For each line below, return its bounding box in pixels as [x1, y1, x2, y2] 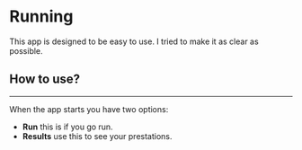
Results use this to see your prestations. [22, 130, 173, 141]
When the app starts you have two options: [9, 103, 169, 114]
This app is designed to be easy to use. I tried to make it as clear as [9, 36, 259, 47]
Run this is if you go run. [22, 121, 114, 132]
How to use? [9, 72, 81, 87]
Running [9, 6, 74, 27]
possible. [9, 45, 43, 56]
